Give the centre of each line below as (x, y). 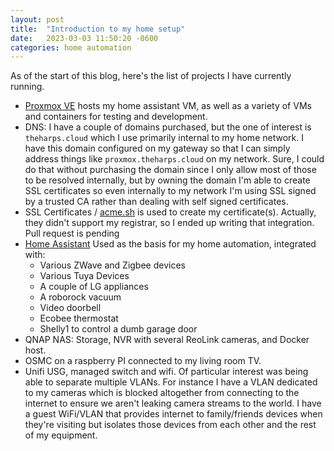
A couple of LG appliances (94, 287)
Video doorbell (70, 308)
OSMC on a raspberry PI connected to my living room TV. (143, 361)
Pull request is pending (72, 233)
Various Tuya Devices (84, 276)
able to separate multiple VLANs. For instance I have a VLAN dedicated (171, 382)
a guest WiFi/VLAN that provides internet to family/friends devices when (173, 414)
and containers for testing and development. (116, 117)
